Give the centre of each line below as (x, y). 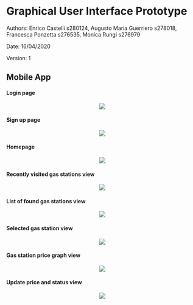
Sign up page (23, 120)
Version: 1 (19, 58)
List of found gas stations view (46, 201)
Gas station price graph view (44, 255)
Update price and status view (44, 282)
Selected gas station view (40, 228)
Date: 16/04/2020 (28, 46)
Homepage (21, 147)
